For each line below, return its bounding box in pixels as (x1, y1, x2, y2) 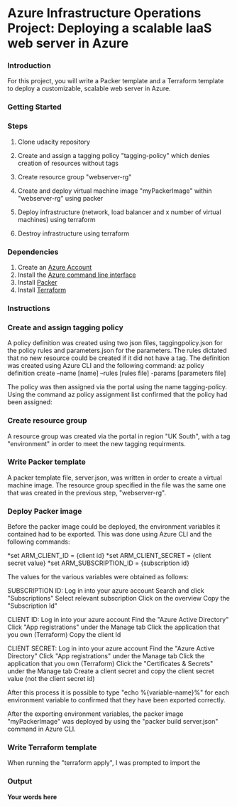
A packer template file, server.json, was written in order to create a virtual (7, 473, 222, 482)
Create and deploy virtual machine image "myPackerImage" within (17, 186, 212, 195)
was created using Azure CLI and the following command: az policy (7, 362, 204, 370)
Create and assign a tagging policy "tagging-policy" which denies (17, 151, 211, 159)
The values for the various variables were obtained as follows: (7, 573, 189, 581)
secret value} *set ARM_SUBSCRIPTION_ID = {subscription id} (7, 559, 190, 567)
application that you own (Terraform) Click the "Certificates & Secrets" (7, 660, 214, 668)
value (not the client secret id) (7, 675, 95, 683)
